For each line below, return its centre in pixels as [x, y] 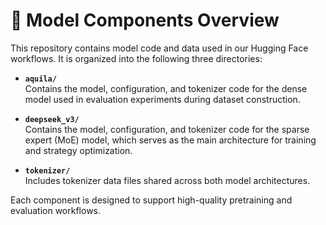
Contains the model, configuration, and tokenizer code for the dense [166, 88]
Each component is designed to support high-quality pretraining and [151, 200]
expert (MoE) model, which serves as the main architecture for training [170, 140]
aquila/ [40, 79]
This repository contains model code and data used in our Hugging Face [159, 48]
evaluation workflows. [56, 210]
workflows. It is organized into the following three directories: [136, 58]
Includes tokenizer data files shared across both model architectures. [167, 180]
